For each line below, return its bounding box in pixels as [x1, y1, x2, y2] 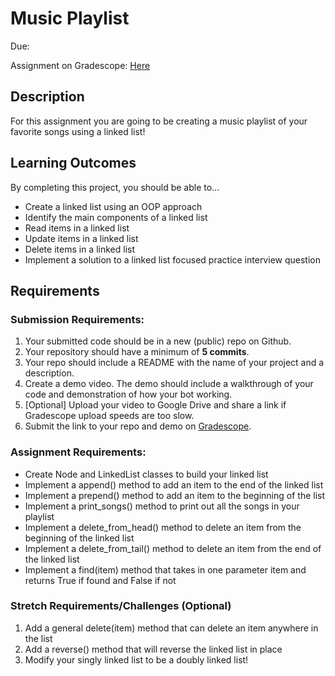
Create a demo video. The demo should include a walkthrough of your [24, 378, 314, 390]
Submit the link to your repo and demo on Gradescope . [24, 420, 252, 432]
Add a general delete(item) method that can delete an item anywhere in [24, 622, 319, 634]
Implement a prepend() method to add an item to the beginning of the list [24, 489, 326, 501]
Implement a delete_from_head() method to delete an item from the [24, 521, 302, 533]
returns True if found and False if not [24, 574, 177, 586]
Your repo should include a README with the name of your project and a [24, 357, 325, 369]
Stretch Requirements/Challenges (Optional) [10, 599, 232, 613]
